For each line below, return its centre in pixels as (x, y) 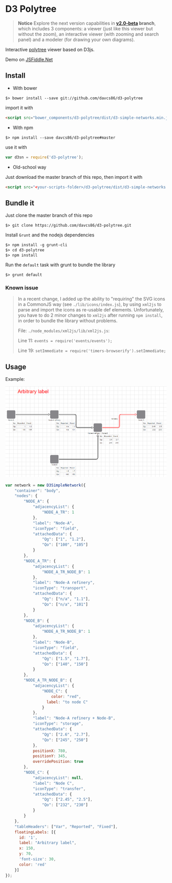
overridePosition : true (58, 762)
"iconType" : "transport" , (60, 588)
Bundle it (20, 203)
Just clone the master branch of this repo (49, 215)
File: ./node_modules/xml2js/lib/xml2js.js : (64, 331)
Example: (15, 379)
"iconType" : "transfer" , (59, 789)
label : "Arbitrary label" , (48, 843)
